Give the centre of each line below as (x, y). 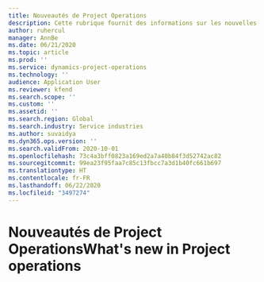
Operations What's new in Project (119, 249)
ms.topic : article (38, 52)
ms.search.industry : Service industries (76, 126)
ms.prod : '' (28, 60)
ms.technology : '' (38, 75)
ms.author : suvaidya (42, 133)
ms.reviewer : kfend (40, 89)
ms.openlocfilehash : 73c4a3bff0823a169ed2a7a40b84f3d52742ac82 (115, 156)
